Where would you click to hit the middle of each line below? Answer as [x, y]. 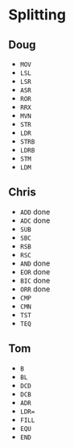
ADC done [35, 220]
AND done [35, 263]
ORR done [35, 289]
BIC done [35, 280]
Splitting [37, 15]
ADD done [35, 211]
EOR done [35, 271]
